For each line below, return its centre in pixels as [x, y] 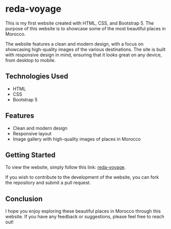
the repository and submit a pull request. [48, 183]
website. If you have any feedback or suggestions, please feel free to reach [85, 217]
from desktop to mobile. [30, 60]
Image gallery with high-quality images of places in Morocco [77, 139]
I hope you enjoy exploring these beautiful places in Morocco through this [83, 211]
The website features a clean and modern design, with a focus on [74, 44]
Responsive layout [32, 133]
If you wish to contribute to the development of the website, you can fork [82, 177]
